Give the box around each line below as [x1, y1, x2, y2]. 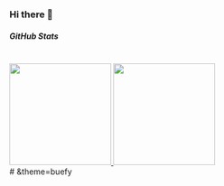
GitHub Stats [9, 31, 59, 42]
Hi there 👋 [9, 8, 54, 21]
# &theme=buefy [9, 166, 72, 177]
